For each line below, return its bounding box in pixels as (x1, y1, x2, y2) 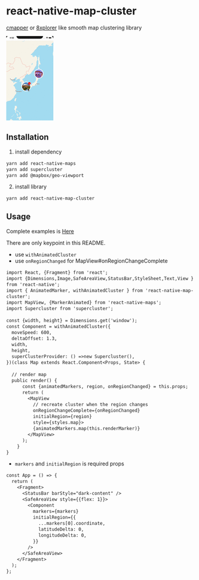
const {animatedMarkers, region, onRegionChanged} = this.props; (22, 383, 188, 389)
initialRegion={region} (32, 413, 93, 419)
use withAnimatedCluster (14, 251, 76, 258)
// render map (11, 371, 47, 377)
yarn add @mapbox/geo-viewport (6, 172, 84, 178)
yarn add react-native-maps (6, 160, 76, 166)
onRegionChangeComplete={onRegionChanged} (32, 407, 140, 413)
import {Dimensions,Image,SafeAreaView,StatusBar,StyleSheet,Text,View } (6, 275, 194, 281)
